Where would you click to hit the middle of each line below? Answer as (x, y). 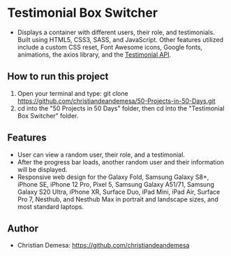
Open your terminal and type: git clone (73, 93)
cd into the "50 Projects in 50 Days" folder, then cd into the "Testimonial (121, 108)
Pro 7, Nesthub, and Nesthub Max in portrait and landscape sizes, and (118, 199)
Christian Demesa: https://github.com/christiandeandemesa (103, 246)
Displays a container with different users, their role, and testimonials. (116, 32)
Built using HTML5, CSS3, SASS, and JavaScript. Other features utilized (120, 39)
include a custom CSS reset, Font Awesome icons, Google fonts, (110, 47)
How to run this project (58, 77)
